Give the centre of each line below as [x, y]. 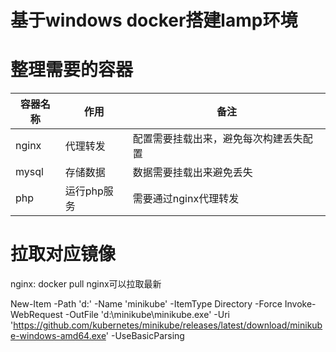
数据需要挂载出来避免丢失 [192, 173]
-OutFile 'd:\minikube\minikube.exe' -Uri [147, 315]
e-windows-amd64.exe [58, 336]
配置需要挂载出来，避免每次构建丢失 [217, 139]
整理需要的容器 [72, 70]
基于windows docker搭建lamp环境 [154, 20]
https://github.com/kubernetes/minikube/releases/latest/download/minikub [168, 325]
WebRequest [36, 315]
